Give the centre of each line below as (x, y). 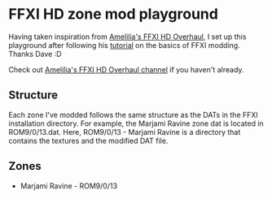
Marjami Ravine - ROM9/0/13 (69, 186)
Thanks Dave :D (35, 54)
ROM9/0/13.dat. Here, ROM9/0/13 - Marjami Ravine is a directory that (125, 132)
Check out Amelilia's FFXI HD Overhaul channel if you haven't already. (126, 69)
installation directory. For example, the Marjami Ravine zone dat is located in (136, 123)
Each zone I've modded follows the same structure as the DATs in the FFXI (133, 115)
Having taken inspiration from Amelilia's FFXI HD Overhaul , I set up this (127, 37)
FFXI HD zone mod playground (113, 14)
